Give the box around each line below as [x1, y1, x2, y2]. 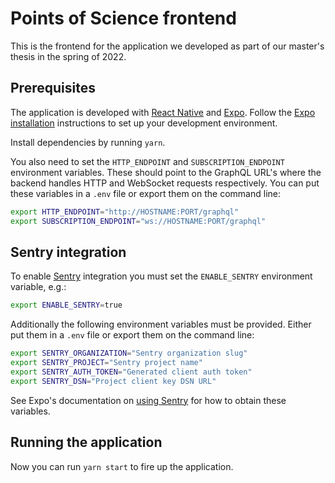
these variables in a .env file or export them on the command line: [10, 187, 281, 199]
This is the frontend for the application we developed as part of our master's [10, 40, 325, 52]
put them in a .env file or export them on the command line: [10, 329, 255, 341]
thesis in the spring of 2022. [10, 50, 127, 62]
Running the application [10, 434, 163, 451]
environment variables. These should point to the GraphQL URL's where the [10, 166, 322, 178]
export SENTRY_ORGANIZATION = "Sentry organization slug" [10, 348, 248, 359]
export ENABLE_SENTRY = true [10, 300, 123, 311]
